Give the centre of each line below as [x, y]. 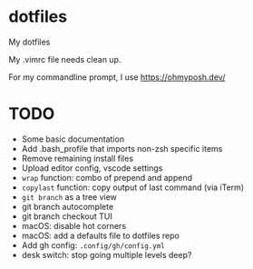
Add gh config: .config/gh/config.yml [93, 245]
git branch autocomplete [68, 206]
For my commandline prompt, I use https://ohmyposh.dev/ [117, 77]
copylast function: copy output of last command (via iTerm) [133, 187]
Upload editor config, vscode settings [92, 168]
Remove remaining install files [77, 158]
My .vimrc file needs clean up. [65, 59]
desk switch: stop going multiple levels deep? [107, 254]
